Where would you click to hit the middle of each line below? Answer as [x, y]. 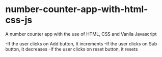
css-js [19, 20]
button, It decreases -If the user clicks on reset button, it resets [72, 49]
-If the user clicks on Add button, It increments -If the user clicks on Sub [81, 43]
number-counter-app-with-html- [77, 9]
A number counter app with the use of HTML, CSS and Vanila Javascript [81, 34]
